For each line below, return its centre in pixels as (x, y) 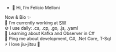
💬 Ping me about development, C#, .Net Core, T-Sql (58, 39)
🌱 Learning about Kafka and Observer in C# (50, 33)
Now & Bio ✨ (18, 17)
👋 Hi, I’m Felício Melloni (36, 8)
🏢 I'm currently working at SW (35, 23)
